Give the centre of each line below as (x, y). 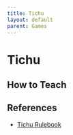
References (32, 108)
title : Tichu (26, 13)
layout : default (30, 20)
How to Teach (37, 85)
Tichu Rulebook (39, 124)
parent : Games (27, 26)
